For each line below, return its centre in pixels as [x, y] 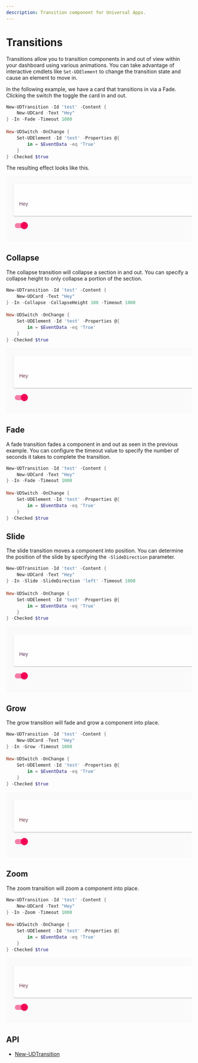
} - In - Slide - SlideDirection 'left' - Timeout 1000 [71, 581]
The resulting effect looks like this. [48, 168]
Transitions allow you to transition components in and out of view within [93, 58]
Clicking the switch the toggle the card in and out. [67, 95]
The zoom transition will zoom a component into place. [73, 888]
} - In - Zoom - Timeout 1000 [39, 912]
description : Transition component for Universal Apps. [76, 12]
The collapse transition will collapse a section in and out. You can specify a [97, 272]
